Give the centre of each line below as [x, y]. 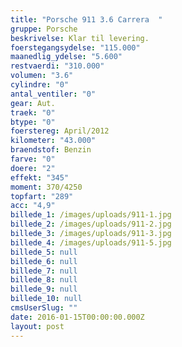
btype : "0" [33, 122]
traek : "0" [33, 112]
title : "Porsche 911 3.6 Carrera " [86, 19]
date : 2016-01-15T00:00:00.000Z [77, 317]
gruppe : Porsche [44, 29]
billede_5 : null [44, 252]
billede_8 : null [44, 280]
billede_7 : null [44, 271]
